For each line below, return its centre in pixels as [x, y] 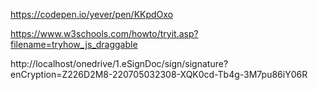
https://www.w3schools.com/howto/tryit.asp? [104, 33]
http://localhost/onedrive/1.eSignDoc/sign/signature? [119, 63]
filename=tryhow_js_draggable [74, 44]
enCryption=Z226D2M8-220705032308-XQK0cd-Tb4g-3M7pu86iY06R [159, 74]
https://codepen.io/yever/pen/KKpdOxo [92, 14]
